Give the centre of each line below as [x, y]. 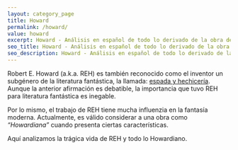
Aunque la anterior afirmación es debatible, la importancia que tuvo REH [113, 88]
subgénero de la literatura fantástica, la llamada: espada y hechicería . [109, 81]
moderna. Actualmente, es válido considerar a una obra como [97, 117]
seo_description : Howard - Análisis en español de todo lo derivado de [115, 54]
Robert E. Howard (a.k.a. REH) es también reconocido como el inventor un [115, 73]
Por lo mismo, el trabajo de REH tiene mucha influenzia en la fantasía [108, 110]
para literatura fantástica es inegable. [62, 96]
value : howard [28, 34]
